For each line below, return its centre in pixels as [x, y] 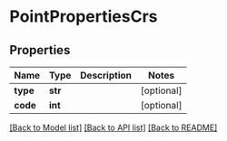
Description [106, 75]
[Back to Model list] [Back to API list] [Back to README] [113, 127]
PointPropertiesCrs [84, 17]
